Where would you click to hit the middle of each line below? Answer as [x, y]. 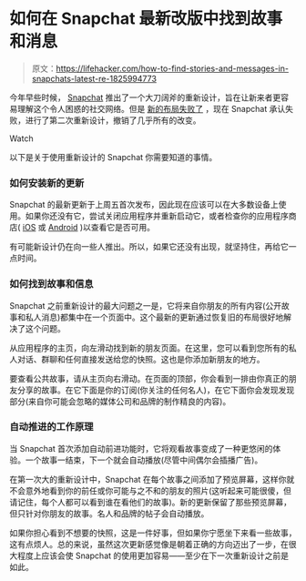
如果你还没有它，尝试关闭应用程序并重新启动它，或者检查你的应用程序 [157, 216]
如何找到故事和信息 [51, 284]
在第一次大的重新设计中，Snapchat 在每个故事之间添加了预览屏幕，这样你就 [152, 479]
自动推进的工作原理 [51, 427]
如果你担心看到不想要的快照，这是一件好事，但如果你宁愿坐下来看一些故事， [153, 533]
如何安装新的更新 [47, 183]
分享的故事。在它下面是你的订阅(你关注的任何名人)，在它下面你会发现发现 [156, 390]
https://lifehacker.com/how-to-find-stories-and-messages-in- [173, 68]
